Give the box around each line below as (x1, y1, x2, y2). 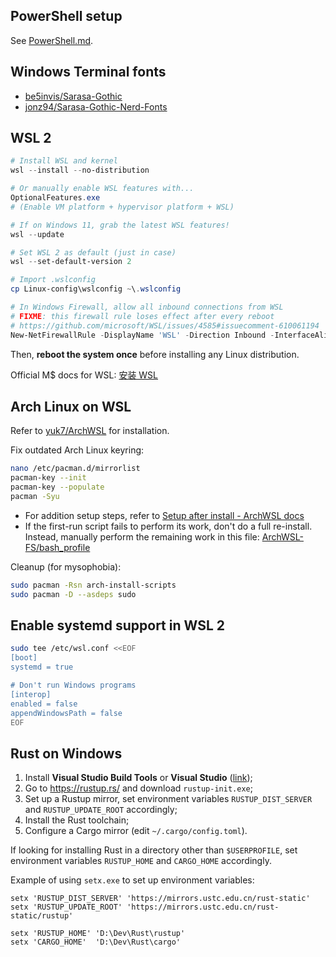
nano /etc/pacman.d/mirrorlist (10, 464, 141, 474)
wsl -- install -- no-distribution (10, 165, 150, 176)
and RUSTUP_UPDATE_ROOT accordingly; (24, 804, 178, 816)
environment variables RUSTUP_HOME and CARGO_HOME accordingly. (10, 855, 272, 867)
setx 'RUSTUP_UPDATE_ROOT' (10, 902, 123, 913)
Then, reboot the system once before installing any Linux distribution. (10, 348, 300, 360)
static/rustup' (10, 911, 74, 921)
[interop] (10, 689, 52, 699)
